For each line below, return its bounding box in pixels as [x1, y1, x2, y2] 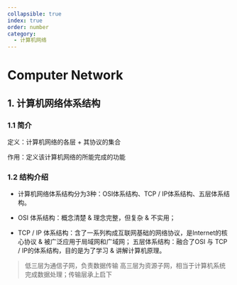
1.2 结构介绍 [7, 172, 49, 181]
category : [7, 30, 37, 38]
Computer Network [7, 67, 123, 84]
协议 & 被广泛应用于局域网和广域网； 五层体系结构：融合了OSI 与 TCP [23, 238, 228, 246]
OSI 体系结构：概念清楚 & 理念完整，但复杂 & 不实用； [17, 213, 176, 222]
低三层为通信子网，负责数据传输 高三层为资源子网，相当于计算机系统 [24, 262, 226, 270]
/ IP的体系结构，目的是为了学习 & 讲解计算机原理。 [17, 246, 166, 255]
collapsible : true [7, 10, 62, 18]
